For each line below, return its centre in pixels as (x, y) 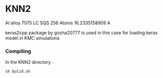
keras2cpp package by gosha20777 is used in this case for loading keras (81, 32)
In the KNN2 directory (28, 62)
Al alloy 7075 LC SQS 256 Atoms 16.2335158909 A (58, 23)
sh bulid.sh (18, 71)
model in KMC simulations (32, 38)
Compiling (18, 51)
